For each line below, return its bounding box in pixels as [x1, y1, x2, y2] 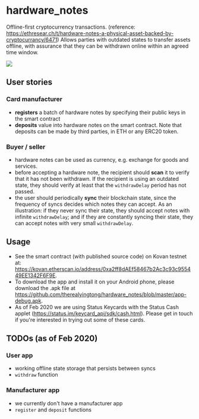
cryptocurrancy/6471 [6, 36, 58, 43]
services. [14, 162, 37, 170]
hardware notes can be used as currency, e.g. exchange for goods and [14, 156, 189, 163]
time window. [6, 48, 39, 56]
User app [6, 352, 33, 360]
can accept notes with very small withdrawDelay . [14, 219, 134, 227]
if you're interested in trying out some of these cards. [14, 316, 146, 323]
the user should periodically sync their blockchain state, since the [14, 194, 176, 201]
